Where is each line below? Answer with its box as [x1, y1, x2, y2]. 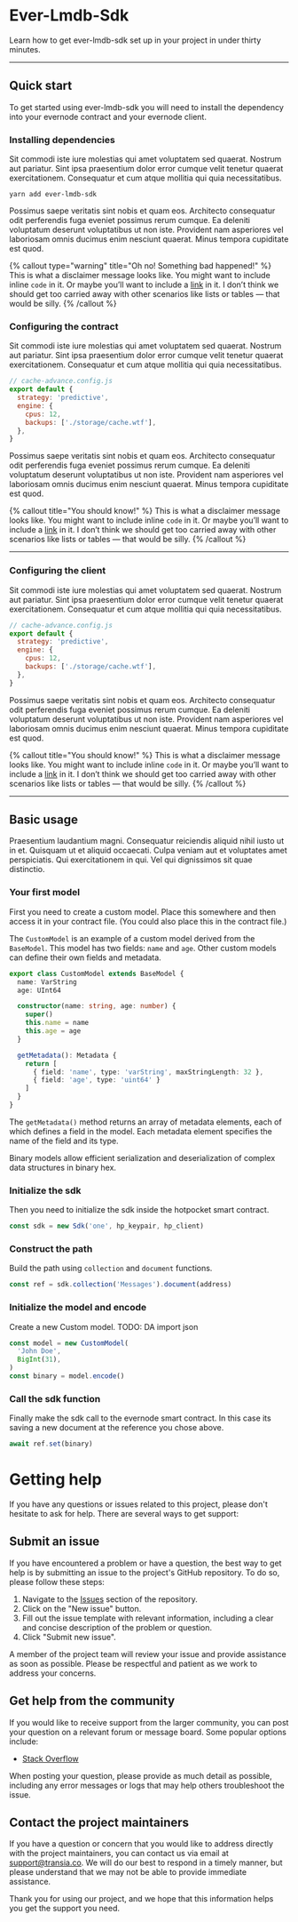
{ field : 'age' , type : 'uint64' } [32, 1076, 161, 1085]
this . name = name [25, 1019, 90, 1028]
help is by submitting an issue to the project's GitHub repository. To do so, [9, 1566, 280, 1578]
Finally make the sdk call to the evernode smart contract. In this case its [9, 1413, 272, 1423]
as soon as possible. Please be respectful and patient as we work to [9, 1658, 258, 1669]
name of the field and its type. [9, 1135, 119, 1146]
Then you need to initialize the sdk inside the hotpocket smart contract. [9, 1205, 270, 1215]
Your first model [9, 886, 81, 899]
